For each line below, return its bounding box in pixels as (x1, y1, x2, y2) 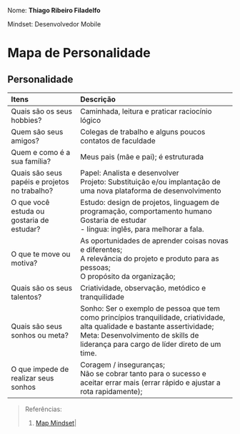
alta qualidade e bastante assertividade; (79, 321, 214, 331)
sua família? (11, 156, 51, 166)
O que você (11, 198, 50, 207)
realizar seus (11, 373, 54, 383)
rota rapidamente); (79, 387, 143, 396)
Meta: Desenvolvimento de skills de (79, 330, 199, 340)
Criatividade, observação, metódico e (79, 283, 206, 293)
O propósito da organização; (79, 271, 176, 281)
